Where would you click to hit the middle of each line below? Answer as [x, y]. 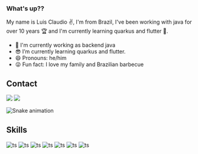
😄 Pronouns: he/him [41, 58]
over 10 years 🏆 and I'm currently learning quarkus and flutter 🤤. [87, 31]
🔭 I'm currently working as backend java [65, 45]
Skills [17, 129]
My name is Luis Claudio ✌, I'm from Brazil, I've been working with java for [99, 22]
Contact [22, 83]
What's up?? [25, 8]
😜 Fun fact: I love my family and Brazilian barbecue [79, 64]
